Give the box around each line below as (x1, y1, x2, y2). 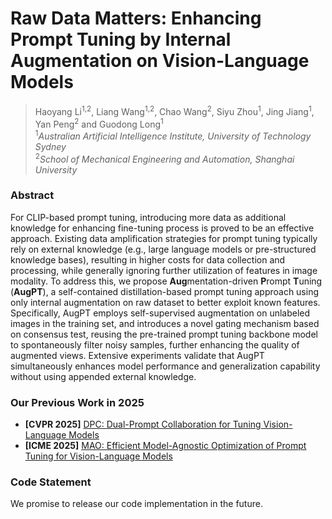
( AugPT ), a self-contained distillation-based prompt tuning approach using (10, 285, 320, 297)
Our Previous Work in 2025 (10, 395, 145, 409)
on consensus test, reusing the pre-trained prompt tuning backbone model (10, 328, 318, 340)
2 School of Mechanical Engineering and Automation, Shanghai (34, 151, 295, 165)
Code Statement (10, 475, 92, 489)
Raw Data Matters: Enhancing (10, 7, 262, 30)
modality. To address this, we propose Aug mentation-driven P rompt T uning (10, 275, 323, 287)
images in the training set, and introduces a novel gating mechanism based (10, 317, 320, 329)
